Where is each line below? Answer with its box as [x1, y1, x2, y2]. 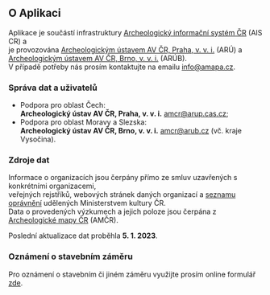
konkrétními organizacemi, [8, 181, 97, 191]
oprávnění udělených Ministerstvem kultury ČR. [8, 199, 167, 208]
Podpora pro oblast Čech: [19, 100, 106, 110]
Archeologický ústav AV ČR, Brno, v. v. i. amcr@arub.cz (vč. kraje [19, 126, 242, 136]
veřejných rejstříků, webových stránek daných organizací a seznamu [8, 190, 236, 199]
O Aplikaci [8, 6, 61, 20]
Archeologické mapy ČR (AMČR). [8, 215, 118, 225]
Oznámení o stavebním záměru [8, 251, 133, 262]
